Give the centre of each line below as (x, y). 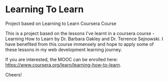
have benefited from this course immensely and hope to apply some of (80, 44)
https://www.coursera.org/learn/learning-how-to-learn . (63, 65)
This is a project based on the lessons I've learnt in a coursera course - (80, 33)
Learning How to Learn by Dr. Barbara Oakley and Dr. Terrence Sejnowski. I (84, 39)
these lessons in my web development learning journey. (64, 49)
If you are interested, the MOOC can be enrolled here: (62, 59)
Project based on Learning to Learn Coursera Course (61, 23)
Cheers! (13, 74)
